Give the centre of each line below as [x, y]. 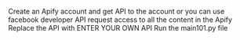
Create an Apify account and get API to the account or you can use [116, 11]
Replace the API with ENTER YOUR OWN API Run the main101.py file [118, 28]
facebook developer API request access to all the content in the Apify [120, 20]
